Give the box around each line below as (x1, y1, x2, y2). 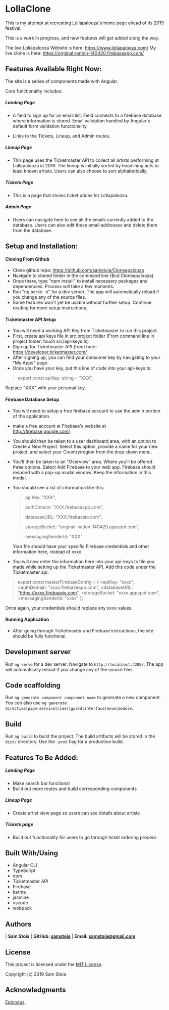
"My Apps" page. (12, 360, 49, 366)
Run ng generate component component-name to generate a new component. (5, 695, 161, 701)
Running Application (5, 616, 49, 622)
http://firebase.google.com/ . (12, 428, 72, 434)
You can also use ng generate (5, 700, 67, 706)
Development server (5, 648, 71, 656)
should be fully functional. (12, 633, 67, 639)
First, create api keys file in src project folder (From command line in (12, 333, 155, 339)
